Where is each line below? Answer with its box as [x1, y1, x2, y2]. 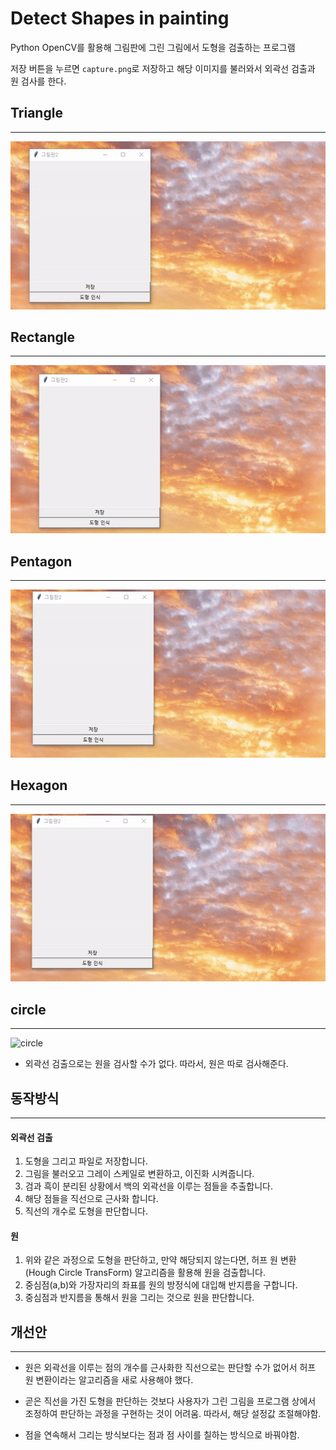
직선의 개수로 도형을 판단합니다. [24, 1205, 148, 1217]
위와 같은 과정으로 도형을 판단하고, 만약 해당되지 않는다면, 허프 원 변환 [24, 1254, 297, 1266]
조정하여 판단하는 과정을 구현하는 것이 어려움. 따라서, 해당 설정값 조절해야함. [24, 1408, 322, 1420]
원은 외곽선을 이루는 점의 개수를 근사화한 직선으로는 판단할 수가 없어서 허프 [24, 1362, 317, 1374]
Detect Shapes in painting [10, 7, 230, 30]
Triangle [10, 105, 63, 122]
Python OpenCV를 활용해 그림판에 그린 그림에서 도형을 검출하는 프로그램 [10, 41, 296, 53]
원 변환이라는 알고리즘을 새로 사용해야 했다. [24, 1374, 194, 1386]
